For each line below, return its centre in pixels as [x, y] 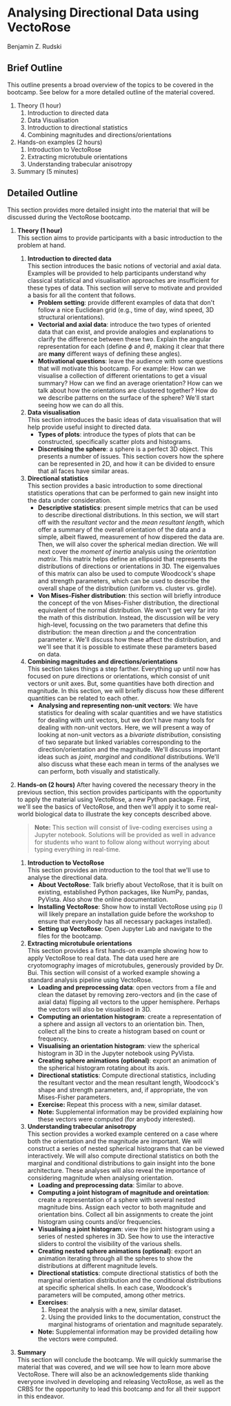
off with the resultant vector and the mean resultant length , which [131, 522]
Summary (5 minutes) [48, 171]
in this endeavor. [41, 1396]
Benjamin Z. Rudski [34, 46]
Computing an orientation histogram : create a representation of [130, 1016]
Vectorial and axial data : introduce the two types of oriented [124, 324]
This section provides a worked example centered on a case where [123, 1134]
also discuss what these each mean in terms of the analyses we [128, 764]
